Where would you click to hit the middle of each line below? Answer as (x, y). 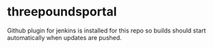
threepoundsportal (62, 12)
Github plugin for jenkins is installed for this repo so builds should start (107, 30)
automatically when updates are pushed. (64, 37)
